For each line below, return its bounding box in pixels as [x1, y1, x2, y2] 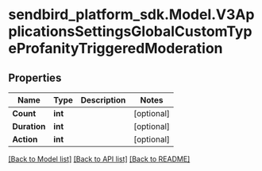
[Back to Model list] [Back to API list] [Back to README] [8, 154, 191, 164]
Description [80, 95, 126, 105]
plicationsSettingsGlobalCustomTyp [8, 22, 252, 41]
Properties [8, 71, 62, 84]
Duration [12, 121, 46, 132]
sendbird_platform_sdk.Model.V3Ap [8, 6, 255, 24]
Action [12, 134, 38, 145]
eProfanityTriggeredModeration [8, 40, 224, 57]
